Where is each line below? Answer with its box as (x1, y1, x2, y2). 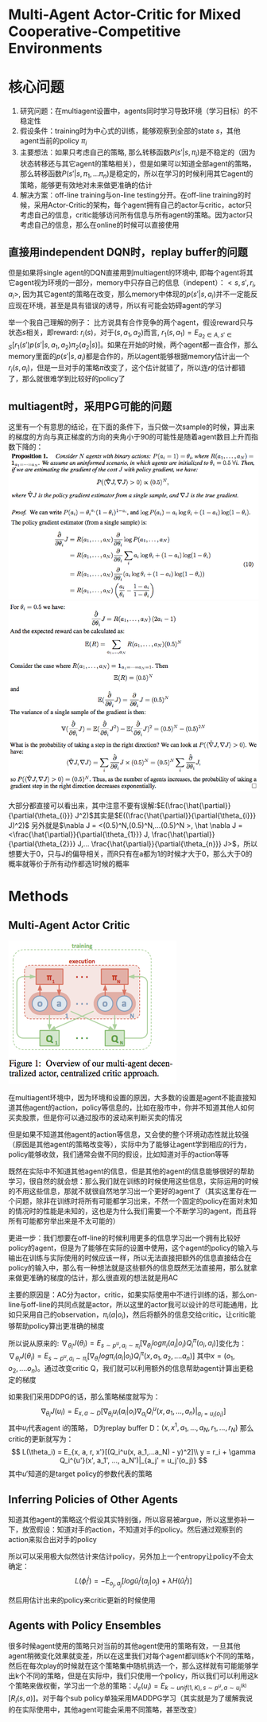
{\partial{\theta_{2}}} (8, 838, 76, 849)
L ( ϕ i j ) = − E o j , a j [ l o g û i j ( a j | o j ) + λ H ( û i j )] (75, 1575, 192, 1588)
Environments (8, 40, 103, 57)
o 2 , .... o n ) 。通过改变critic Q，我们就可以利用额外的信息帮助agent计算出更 (8, 1364, 247, 1375)
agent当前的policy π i (19, 136, 87, 147)
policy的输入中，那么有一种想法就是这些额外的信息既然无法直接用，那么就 (8, 1263, 251, 1272)
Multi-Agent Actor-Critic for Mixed (8, 6, 242, 24)
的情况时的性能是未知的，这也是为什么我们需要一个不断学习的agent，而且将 (8, 1206, 257, 1216)
